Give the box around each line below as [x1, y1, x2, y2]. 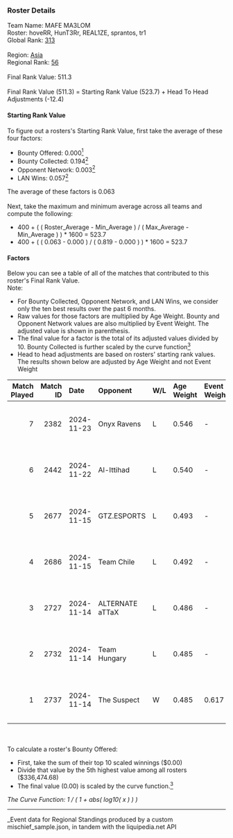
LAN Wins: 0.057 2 [17, 173, 69, 183]
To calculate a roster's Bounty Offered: [7, 745, 118, 753]
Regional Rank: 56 [7, 58, 59, 67]
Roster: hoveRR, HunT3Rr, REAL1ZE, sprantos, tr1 [7, 28, 146, 37]
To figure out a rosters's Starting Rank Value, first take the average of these [7, 126, 223, 135]
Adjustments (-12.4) [7, 95, 64, 103]
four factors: [7, 134, 43, 142]
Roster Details [7, 6, 56, 15]
